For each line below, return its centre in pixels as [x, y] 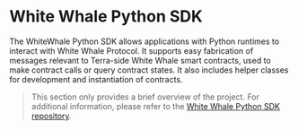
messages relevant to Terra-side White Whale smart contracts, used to [140, 60]
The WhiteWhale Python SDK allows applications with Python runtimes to [145, 41]
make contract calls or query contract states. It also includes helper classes [149, 70]
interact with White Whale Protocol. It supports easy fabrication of [131, 50]
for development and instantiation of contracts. [96, 79]
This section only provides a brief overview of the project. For [145, 97]
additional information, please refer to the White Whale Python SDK [156, 106]
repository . [51, 116]
